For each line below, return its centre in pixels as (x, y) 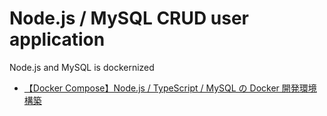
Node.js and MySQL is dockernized (82, 67)
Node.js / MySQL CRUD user (129, 18)
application (57, 39)
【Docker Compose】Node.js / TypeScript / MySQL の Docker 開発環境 (170, 88)
